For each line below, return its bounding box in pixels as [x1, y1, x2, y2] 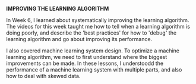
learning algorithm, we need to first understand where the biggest [6, 54, 167, 60]
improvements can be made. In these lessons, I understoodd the [6, 60, 164, 67]
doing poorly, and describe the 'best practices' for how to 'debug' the [6, 29, 177, 36]
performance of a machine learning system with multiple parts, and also [6, 66, 182, 73]
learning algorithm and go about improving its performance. [6, 36, 153, 42]
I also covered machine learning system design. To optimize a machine [6, 47, 180, 54]
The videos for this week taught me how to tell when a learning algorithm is [6, 23, 190, 30]
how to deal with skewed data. [6, 73, 81, 79]
